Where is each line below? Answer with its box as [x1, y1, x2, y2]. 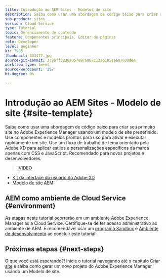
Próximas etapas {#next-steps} [5, 245, 104, 253]
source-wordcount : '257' [5, 67, 56, 72]
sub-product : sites [5, 16, 45, 21]
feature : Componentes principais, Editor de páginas [5, 35, 116, 40]
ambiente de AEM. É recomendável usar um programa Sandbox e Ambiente [5, 225, 159, 231]
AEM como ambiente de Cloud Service [5, 194, 126, 202]
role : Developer [5, 40, 39, 44]
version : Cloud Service [5, 21, 54, 26]
